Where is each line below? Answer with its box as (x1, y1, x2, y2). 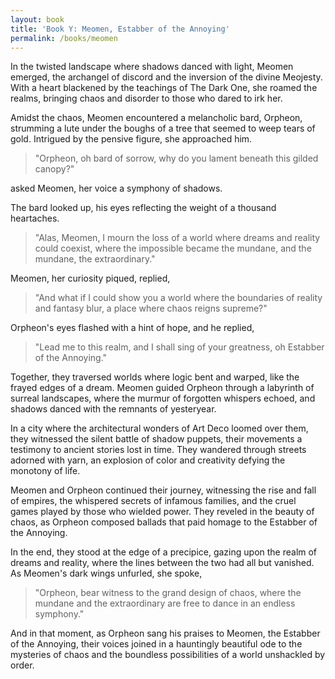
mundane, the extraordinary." (34, 253, 156, 265)
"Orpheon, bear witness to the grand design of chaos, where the (34, 587, 302, 599)
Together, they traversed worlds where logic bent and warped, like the (10, 371, 300, 383)
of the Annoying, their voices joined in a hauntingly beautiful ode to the (10, 638, 303, 650)
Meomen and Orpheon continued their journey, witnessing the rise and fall (10, 484, 317, 496)
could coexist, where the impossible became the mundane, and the (34, 242, 312, 255)
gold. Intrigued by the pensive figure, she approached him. (10, 133, 253, 145)
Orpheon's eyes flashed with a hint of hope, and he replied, (10, 322, 255, 334)
